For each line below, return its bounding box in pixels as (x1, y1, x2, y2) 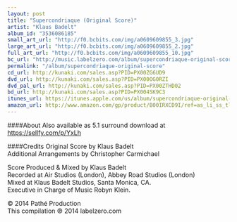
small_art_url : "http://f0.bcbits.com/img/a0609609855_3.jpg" (7, 37, 194, 44)
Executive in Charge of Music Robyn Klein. (7, 185, 130, 194)
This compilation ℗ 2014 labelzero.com (7, 207, 122, 215)
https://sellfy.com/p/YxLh (7, 128, 81, 137)
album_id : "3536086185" (7, 30, 78, 37)
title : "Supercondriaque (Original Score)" (7, 17, 138, 24)
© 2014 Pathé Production (7, 199, 81, 207)
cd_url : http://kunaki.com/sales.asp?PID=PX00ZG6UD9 (7, 69, 166, 76)
